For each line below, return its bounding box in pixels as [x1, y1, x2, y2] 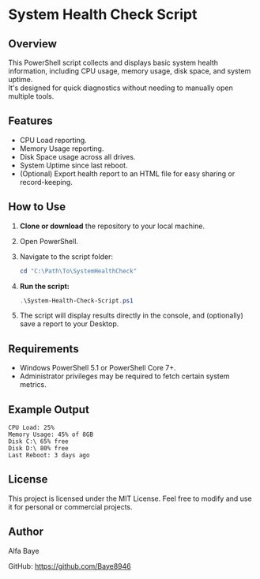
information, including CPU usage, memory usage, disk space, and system [8, 66, 251, 76]
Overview [8, 37, 58, 51]
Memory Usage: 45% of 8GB [8, 430, 93, 438]
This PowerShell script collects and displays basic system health [8, 58, 219, 67]
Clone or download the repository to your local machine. [19, 221, 205, 231]
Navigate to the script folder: [19, 251, 113, 261]
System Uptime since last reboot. [19, 160, 128, 170]
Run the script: [19, 281, 70, 291]
